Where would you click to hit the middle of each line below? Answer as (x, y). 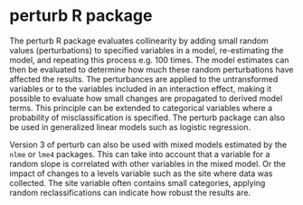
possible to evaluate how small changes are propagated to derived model (146, 98)
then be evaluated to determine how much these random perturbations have (151, 70)
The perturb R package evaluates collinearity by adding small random (139, 41)
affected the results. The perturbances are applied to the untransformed (144, 79)
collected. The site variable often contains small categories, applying (137, 182)
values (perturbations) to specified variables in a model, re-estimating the (147, 50)
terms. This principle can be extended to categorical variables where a (141, 107)
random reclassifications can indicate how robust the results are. (130, 192)
